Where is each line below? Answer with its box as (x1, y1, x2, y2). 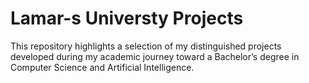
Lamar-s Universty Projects (10, 7, 244, 30)
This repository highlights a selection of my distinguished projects (10, 40, 282, 52)
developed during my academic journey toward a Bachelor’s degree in (10, 50, 300, 62)
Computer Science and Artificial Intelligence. (10, 61, 195, 73)
